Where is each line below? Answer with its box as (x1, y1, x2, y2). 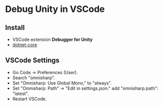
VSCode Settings (5, 56, 60, 65)
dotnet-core (12, 42, 37, 48)
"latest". (12, 91, 29, 97)
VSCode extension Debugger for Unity (12, 36, 93, 42)
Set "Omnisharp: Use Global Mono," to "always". (12, 80, 112, 86)
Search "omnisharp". (12, 75, 55, 81)
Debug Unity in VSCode (5, 3, 105, 15)
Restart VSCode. (12, 96, 47, 102)
